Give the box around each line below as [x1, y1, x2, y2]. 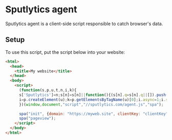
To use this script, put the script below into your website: [5, 49, 125, 55]
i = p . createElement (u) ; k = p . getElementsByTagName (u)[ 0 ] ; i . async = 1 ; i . [18, 97, 166, 102]
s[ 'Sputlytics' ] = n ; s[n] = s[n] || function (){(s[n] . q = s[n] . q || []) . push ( [18, 92, 168, 97]
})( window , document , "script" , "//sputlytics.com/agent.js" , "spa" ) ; [18, 102, 164, 107]
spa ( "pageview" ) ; [18, 116, 56, 121]
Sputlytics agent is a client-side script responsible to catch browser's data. [5, 21, 163, 27]
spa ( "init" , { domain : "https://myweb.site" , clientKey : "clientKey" [18, 111, 168, 116]
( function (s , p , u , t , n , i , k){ [18, 88, 77, 93]
